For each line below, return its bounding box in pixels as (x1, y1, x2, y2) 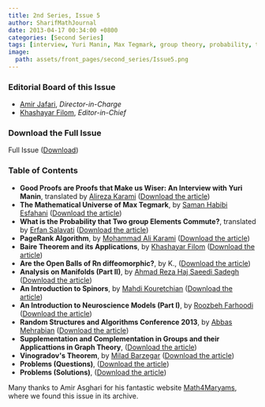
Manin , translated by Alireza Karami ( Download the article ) (19, 191, 211, 201)
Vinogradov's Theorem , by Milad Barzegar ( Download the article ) (19, 350, 235, 360)
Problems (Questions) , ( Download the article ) (19, 359, 170, 368)
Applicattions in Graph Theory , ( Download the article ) (19, 342, 197, 352)
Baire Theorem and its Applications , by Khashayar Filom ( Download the (19, 241, 255, 251)
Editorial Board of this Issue (8, 81, 116, 92)
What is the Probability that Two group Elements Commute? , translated (19, 216, 256, 226)
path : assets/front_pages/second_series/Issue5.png (15, 56, 189, 64)
